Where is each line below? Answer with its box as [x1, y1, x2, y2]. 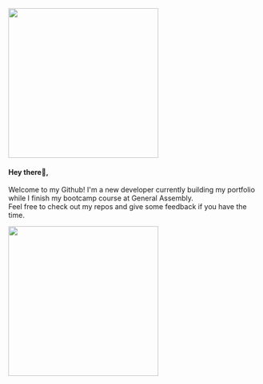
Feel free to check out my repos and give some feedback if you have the [8, 202, 247, 212]
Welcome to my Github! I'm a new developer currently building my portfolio [8, 185, 256, 195]
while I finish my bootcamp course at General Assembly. [8, 193, 194, 203]
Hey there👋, [8, 167, 50, 176]
